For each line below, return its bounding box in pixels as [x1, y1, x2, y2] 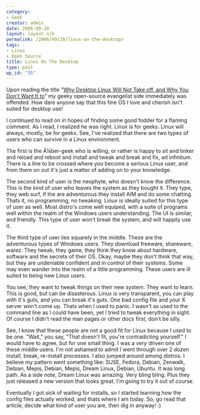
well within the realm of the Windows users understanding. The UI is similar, [6, 210, 193, 217]
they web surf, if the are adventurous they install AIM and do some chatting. [6, 190, 193, 198]
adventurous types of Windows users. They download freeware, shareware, [6, 240, 193, 248]
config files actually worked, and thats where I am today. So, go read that [6, 395, 186, 403]
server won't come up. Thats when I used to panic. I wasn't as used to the [6, 303, 188, 310]
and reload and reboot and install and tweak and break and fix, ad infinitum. [6, 153, 192, 161]
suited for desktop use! [6, 105, 63, 112]
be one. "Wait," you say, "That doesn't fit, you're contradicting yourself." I [6, 333, 187, 340]
